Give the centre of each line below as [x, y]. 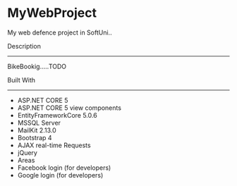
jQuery [27, 152]
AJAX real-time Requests [54, 145]
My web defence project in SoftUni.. [60, 32]
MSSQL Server [39, 123]
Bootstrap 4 [35, 137]
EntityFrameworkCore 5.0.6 [57, 115]
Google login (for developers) [60, 175]
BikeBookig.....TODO [37, 66]
